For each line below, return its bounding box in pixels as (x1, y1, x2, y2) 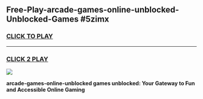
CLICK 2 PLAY (6, 55, 48, 63)
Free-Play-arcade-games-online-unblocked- (6, 5, 179, 15)
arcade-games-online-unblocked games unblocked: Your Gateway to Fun (6, 79, 195, 86)
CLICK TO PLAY (6, 32, 53, 41)
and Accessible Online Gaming (6, 86, 85, 93)
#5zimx (80, 14, 110, 25)
